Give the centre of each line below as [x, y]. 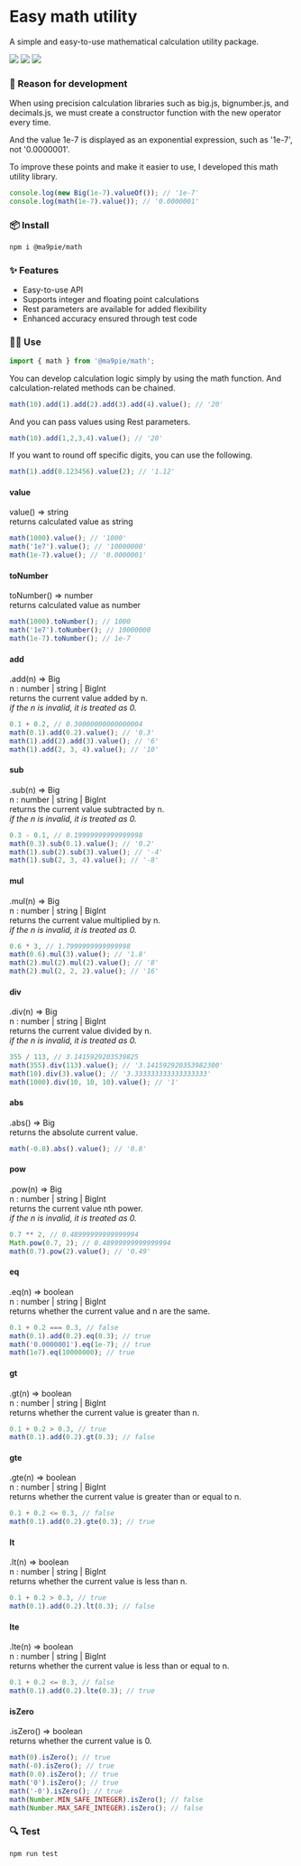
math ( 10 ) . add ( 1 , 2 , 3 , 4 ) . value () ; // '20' [87, 438]
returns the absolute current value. [73, 1132]
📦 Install [29, 225]
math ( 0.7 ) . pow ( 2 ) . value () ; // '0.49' [80, 1252]
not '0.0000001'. [40, 150]
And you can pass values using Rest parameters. [100, 421]
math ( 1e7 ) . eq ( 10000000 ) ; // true [72, 1353]
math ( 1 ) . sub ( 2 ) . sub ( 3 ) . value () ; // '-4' [87, 852]
